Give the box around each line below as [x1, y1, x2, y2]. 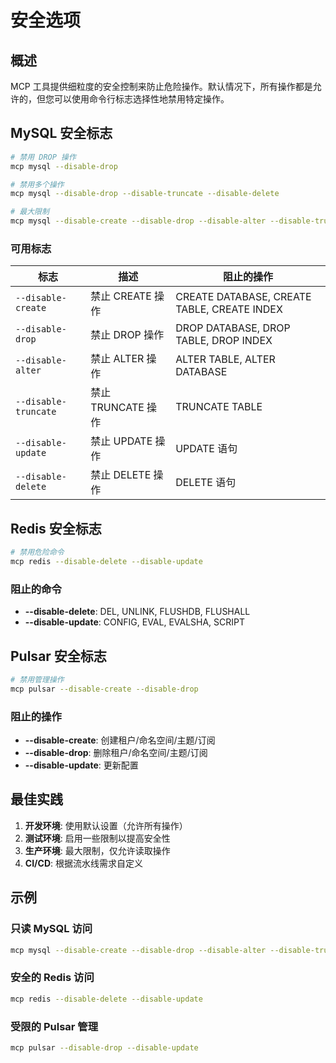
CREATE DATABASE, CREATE [175, 290, 312, 304]
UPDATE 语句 [175, 442, 238, 456]
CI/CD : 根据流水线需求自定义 [24, 857, 143, 869]
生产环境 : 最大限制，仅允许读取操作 [24, 844, 171, 856]
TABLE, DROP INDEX [175, 334, 273, 348]
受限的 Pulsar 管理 [10, 1019, 99, 1033]
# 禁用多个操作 [10, 179, 65, 190]
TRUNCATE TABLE [175, 400, 263, 414]
